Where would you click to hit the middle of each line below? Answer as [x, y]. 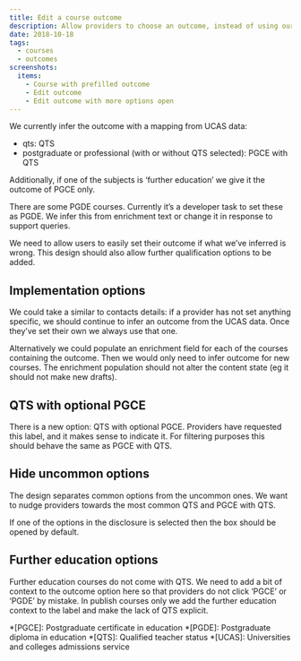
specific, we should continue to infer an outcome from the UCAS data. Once [150, 322]
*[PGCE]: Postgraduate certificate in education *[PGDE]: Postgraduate [140, 627]
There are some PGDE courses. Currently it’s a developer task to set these [146, 207]
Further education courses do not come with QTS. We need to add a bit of [146, 581]
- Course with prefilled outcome [88, 84]
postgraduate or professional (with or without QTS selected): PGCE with [155, 153]
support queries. [40, 226]
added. [22, 262]
